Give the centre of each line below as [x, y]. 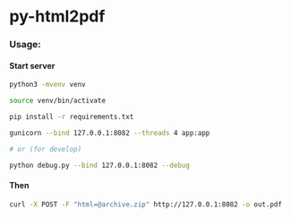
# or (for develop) [46, 149]
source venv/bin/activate [57, 101]
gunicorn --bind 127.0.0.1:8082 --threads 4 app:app [110, 133]
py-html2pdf [57, 17]
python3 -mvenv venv [48, 85]
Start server [32, 65]
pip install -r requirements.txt [72, 117]
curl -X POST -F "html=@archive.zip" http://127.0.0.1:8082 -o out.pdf [145, 204]
